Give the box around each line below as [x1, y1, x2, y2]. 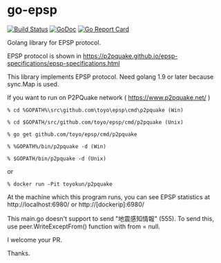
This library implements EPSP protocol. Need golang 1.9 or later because [7, 72, 214, 81]
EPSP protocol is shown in [7, 51, 81, 60]
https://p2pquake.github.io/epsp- [82, 51, 178, 60]
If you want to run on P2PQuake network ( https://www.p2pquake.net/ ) [7, 93, 211, 102]
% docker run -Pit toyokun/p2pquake [7, 181, 113, 188]
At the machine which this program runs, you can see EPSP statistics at [7, 192, 211, 201]
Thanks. [7, 248, 30, 257]
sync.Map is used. [7, 80, 59, 88]
